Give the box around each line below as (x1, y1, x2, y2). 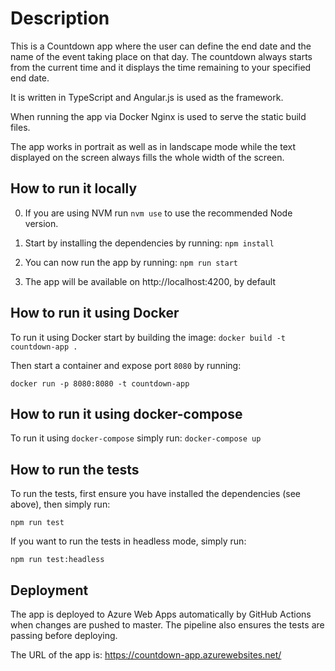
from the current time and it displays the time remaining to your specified (10, 61, 312, 73)
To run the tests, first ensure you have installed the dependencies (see (10, 488, 302, 500)
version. (24, 217, 59, 229)
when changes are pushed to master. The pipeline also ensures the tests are (10, 619, 325, 631)
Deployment (10, 582, 89, 599)
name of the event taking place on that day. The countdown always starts (10, 50, 313, 62)
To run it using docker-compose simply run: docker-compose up (10, 432, 262, 444)
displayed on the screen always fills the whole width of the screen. (10, 151, 285, 163)
